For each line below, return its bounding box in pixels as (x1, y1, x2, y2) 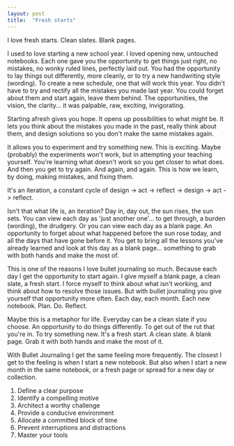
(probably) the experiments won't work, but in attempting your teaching (7, 150, 212, 159)
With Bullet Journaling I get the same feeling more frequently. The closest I (7, 351, 222, 359)
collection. (7, 373, 38, 381)
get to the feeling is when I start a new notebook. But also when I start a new (7, 358, 227, 366)
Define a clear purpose (17, 386, 84, 395)
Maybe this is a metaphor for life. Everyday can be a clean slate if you (7, 314, 208, 324)
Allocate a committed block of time (17, 415, 118, 424)
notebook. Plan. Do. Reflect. (7, 301, 88, 310)
